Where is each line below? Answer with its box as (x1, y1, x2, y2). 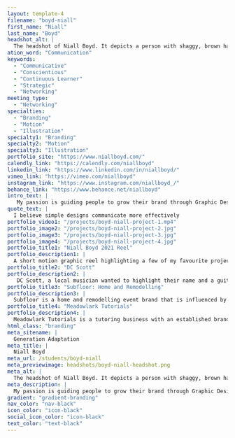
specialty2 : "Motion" (7, 141, 71, 148)
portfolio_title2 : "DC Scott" (7, 264, 96, 271)
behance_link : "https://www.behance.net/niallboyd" (7, 186, 161, 193)
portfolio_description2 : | (7, 270, 86, 277)
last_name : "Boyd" (7, 29, 61, 37)
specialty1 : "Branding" (7, 134, 77, 141)
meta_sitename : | (7, 329, 58, 336)
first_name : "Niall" (7, 23, 68, 30)
